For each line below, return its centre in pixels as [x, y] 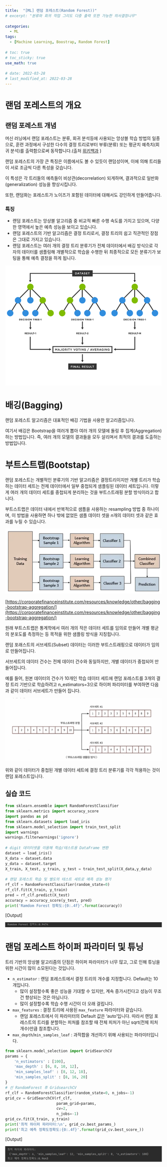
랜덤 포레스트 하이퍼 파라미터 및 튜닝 [75, 947]
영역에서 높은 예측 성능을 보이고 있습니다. [58, 227]
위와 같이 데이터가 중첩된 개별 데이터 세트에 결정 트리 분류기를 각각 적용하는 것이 [83, 770]
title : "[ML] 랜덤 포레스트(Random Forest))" [51, 10]
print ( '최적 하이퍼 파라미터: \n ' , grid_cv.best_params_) [61, 1125]
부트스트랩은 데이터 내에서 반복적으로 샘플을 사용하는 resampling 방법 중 [76, 509]
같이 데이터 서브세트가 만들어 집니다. [45, 691]
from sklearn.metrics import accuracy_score [52, 811]
